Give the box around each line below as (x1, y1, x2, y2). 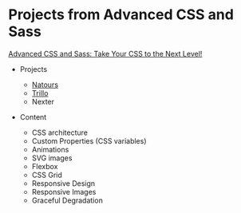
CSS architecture (31, 128, 88, 137)
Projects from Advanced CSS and (8, 6, 234, 24)
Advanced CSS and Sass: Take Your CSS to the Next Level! (8, 49, 203, 58)
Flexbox (31, 161, 58, 171)
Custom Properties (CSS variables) (31, 136, 147, 145)
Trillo (31, 88, 49, 97)
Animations (31, 144, 69, 154)
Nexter (31, 97, 54, 106)
